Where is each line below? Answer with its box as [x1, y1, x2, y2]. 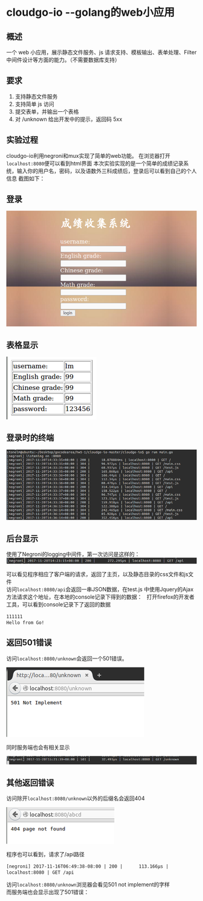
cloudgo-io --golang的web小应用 [6, 5, 175, 19]
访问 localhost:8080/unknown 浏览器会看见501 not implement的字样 [6, 881, 170, 888]
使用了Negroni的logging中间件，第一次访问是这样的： [6, 551, 140, 558]
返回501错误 [6, 637, 53, 648]
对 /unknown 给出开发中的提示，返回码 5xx [14, 115, 123, 123]
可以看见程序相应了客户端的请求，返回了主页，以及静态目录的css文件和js [6, 570, 188, 577]
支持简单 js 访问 [14, 100, 54, 108]
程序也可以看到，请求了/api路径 [6, 851, 85, 858]
